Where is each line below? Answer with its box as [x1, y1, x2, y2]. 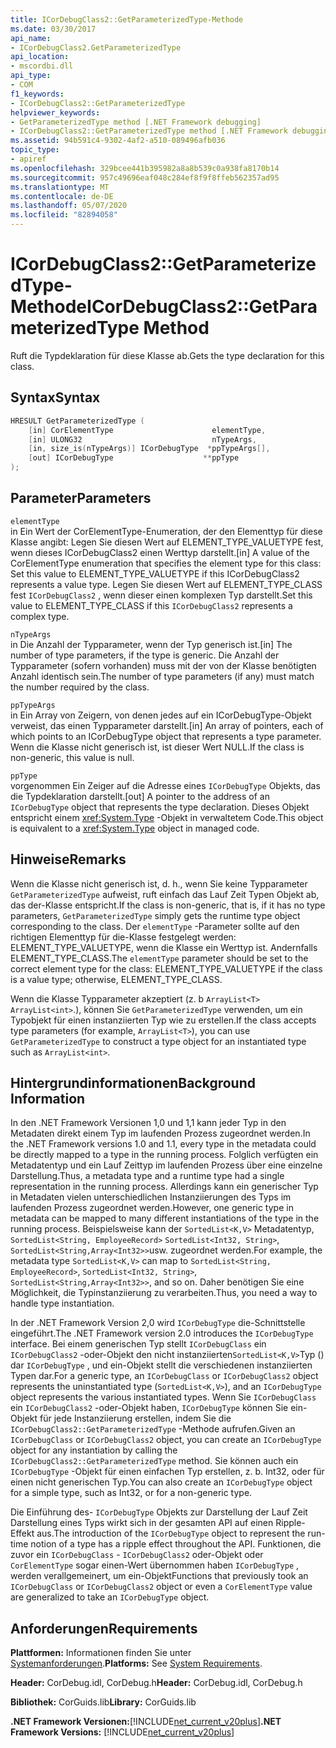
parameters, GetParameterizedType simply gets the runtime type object [10, 909, 301, 921]
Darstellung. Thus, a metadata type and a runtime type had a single [10, 1170, 285, 1182]
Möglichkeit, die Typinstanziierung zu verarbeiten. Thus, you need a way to [10, 1287, 318, 1299]
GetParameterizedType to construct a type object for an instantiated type [10, 1035, 307, 1047]
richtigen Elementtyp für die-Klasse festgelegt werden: [10, 931, 237, 943]
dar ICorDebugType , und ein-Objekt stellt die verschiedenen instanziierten [10, 1359, 313, 1371]
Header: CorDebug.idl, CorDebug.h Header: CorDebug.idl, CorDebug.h [10, 1677, 303, 1689]
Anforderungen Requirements [10, 1620, 198, 1637]
